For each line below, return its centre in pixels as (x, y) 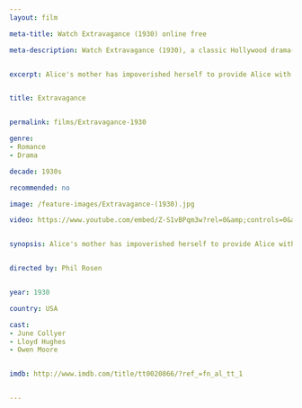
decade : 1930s (36, 172)
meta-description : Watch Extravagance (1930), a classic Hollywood (138, 50)
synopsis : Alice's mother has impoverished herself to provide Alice (142, 244)
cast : (19, 324)
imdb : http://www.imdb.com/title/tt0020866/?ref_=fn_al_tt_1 (126, 374)
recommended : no (40, 188)
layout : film (34, 18)
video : (22, 220)
